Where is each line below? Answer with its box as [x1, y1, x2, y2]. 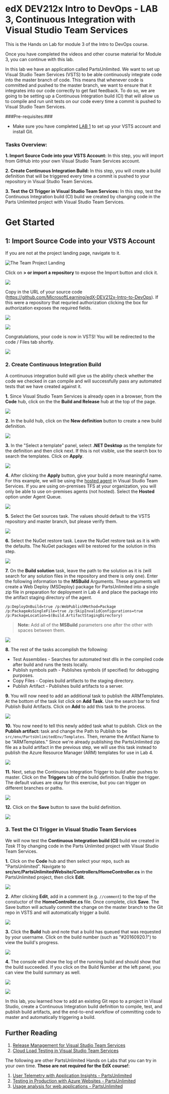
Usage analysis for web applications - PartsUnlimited [12, 1083, 123, 1089]
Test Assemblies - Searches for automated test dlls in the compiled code [12, 656, 164, 662]
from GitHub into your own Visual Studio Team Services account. [5, 158, 140, 164]
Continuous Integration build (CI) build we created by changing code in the [5, 194, 160, 200]
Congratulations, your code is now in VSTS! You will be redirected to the [5, 334, 155, 340]
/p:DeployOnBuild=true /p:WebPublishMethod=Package [5, 604, 116, 609]
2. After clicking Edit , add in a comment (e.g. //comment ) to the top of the [5, 893, 156, 899]
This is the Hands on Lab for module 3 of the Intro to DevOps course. [5, 41, 149, 47]
